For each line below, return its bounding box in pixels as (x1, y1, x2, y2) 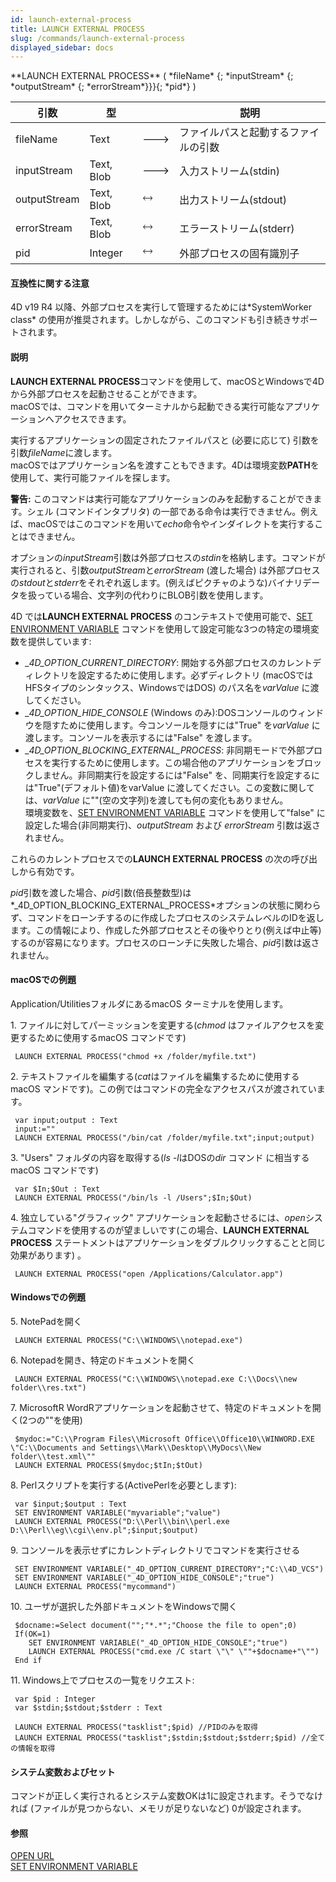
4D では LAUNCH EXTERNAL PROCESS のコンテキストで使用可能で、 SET (10, 610, 313, 622)
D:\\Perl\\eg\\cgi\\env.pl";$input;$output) (10, 1526, 199, 1536)
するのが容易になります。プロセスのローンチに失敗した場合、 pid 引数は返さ (10, 936, 320, 948)
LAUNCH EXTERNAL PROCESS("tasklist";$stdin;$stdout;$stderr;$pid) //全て (14, 1733, 326, 1743)
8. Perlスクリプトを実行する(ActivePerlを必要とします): (10, 1479, 237, 1491)
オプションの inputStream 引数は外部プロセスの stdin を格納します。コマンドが (10, 551, 326, 563)
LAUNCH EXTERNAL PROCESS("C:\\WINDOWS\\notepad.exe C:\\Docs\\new (14, 1374, 298, 1385)
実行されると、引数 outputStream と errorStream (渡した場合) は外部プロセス (10, 564, 321, 576)
